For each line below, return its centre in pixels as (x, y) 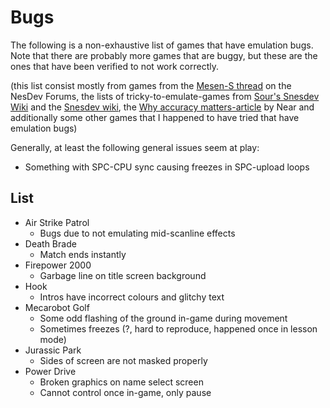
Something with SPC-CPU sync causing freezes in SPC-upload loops (167, 167)
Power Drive (50, 371)
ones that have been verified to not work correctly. (114, 66)
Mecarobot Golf (57, 307)
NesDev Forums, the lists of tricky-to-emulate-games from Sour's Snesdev (165, 96)
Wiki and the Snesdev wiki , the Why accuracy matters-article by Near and (162, 107)
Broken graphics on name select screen (121, 382)
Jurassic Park (53, 350)
